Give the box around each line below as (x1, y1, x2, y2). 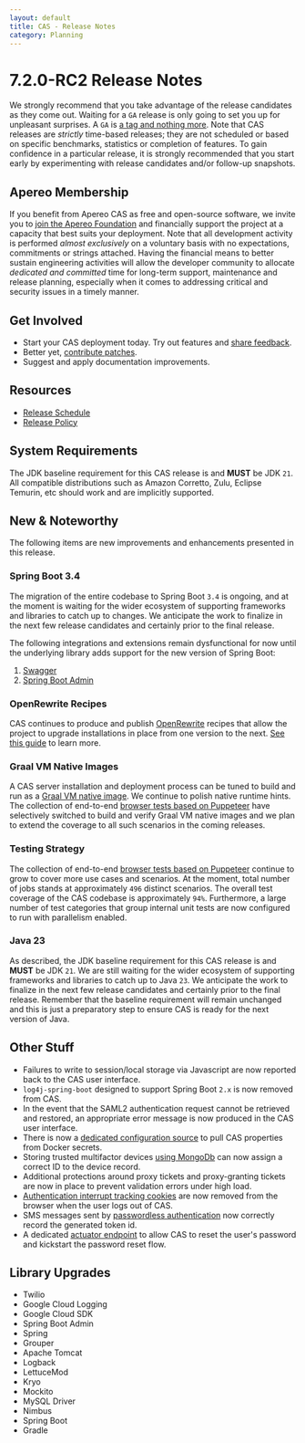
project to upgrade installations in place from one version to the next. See (9, 727, 285, 738)
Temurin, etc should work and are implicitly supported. (9, 486, 214, 497)
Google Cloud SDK (22, 1309, 94, 1320)
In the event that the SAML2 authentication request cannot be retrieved (22, 1103, 290, 1114)
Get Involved (9, 312, 84, 329)
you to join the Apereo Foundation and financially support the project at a (9, 218, 284, 229)
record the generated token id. (22, 1219, 137, 1230)
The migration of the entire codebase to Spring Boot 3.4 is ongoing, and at (9, 591, 290, 601)
